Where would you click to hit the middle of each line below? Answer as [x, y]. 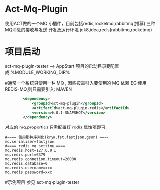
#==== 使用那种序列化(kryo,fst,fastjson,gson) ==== [57, 137]
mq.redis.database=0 [27, 164]
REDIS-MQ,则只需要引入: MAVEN [39, 89]
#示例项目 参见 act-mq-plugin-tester [42, 182]
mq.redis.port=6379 [25, 155]
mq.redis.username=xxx [28, 168]
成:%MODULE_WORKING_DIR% [38, 72]
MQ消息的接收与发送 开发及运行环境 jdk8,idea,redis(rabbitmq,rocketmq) [79, 30]
